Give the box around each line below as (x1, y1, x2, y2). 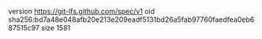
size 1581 (41, 23, 71, 32)
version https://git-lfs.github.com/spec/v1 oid (8, 7, 155, 16)
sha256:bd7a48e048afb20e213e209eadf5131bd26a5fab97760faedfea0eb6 (8, 15, 255, 24)
